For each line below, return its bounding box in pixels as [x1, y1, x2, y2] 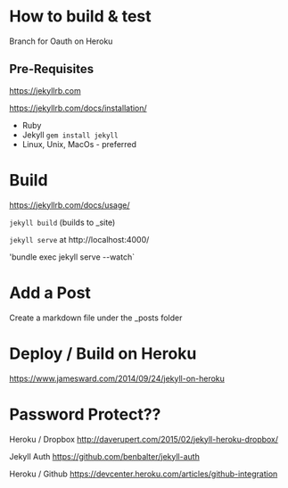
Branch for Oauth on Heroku [9, 36, 113, 46]
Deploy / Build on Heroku [9, 343, 197, 363]
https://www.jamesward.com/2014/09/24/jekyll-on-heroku [9, 373, 226, 384]
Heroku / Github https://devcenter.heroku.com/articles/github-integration [9, 468, 278, 479]
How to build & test [9, 6, 152, 27]
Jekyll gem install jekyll [21, 129, 119, 140]
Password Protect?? [9, 404, 161, 425]
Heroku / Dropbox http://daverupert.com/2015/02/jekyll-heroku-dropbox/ [9, 434, 279, 444]
